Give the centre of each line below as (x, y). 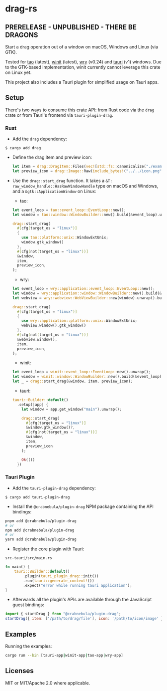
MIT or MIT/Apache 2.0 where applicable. (48, 683)
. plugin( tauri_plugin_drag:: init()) (61, 576)
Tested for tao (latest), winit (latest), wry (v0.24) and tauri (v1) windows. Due (83, 62)
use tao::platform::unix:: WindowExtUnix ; (65, 237)
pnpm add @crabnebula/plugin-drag (41, 521)
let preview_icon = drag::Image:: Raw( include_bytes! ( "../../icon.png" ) (88, 171)
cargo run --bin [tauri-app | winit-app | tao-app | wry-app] (64, 655)
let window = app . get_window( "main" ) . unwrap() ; (72, 409)
